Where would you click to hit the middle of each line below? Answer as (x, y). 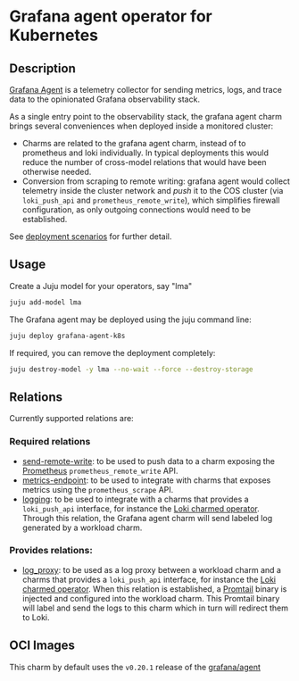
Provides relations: (51, 551)
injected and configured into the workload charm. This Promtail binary (151, 598)
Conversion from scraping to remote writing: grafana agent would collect (156, 181)
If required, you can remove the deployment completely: (112, 353)
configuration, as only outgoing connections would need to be (137, 210)
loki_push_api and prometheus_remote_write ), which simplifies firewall (151, 200)
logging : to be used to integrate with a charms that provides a (135, 499)
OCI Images (42, 646)
